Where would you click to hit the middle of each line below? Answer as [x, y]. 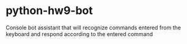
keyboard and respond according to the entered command [79, 34]
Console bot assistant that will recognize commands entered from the [94, 28]
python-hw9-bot [49, 11]
